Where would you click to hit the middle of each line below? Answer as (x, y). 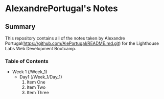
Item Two (36, 87)
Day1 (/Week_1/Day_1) (41, 77)
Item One (36, 82)
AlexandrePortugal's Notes (62, 9)
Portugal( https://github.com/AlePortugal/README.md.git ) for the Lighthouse (82, 43)
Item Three (38, 93)
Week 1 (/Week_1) (30, 72)
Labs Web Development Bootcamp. (41, 49)
